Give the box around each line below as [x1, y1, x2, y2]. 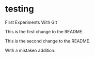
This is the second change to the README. [5, 38, 91, 44]
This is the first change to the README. [5, 28, 84, 34]
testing [5, 3, 34, 14]
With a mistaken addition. [5, 47, 56, 53]
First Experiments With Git [5, 19, 57, 25]
